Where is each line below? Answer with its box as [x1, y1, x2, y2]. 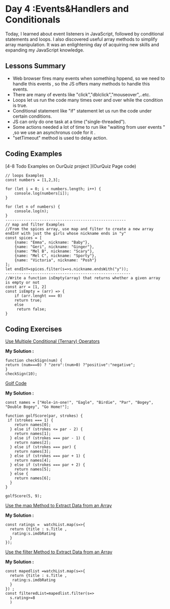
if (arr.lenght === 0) [14, 293, 63, 298]
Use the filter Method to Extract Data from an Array [5, 549, 112, 555]
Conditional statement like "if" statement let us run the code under [12, 107, 152, 114]
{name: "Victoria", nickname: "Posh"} [14, 258, 97, 263]
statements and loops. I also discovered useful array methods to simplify [5, 36, 158, 42]
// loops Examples [5, 173, 44, 178]
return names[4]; [14, 458, 51, 463]
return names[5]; [14, 467, 51, 472]
